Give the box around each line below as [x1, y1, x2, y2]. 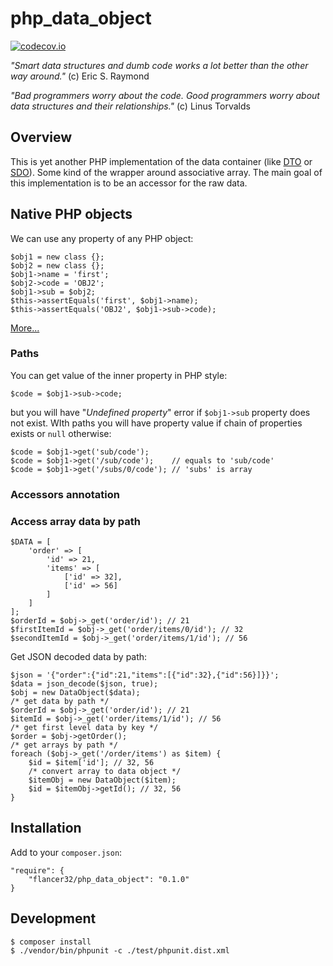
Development [10, 910, 97, 927]
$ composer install [10, 937, 92, 947]
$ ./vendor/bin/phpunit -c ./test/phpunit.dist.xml [10, 945, 230, 956]
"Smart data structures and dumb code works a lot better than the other [10, 59, 309, 71]
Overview [10, 129, 73, 146]
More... [10, 322, 40, 334]
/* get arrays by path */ [10, 740, 118, 751]
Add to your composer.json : [10, 846, 123, 858]
